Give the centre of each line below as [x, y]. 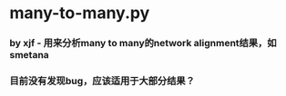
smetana [30, 55]
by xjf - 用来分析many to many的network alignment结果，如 [143, 43]
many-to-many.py [80, 13]
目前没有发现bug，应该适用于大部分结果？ [102, 82]
